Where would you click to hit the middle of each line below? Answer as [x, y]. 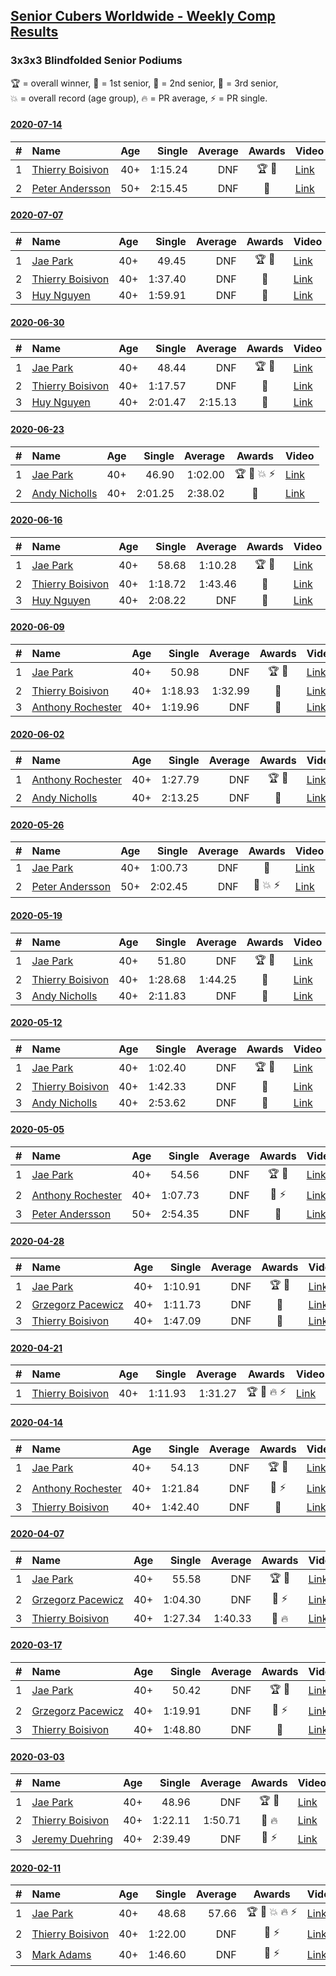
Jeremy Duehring [72, 1839]
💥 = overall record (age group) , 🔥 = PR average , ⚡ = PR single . [139, 98]
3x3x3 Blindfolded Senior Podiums [96, 61]
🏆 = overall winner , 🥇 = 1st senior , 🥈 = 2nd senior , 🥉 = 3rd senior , [144, 83]
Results [34, 32]
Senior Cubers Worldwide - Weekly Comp [143, 16]
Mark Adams [61, 1954]
